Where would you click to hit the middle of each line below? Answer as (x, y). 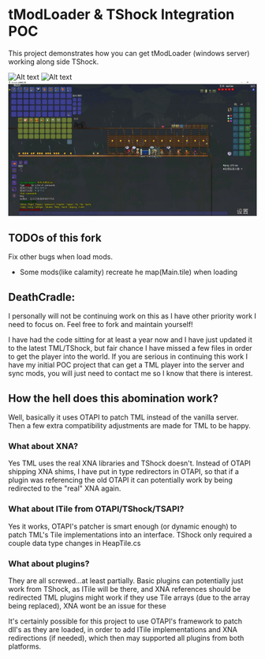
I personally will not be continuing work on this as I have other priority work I (132, 316)
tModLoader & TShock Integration (121, 15)
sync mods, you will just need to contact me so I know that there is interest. (131, 374)
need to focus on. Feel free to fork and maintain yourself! (101, 325)
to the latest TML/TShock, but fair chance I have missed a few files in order (130, 348)
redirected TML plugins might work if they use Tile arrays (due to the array (129, 597)
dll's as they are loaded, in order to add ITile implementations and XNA (123, 629)
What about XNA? (43, 446)
